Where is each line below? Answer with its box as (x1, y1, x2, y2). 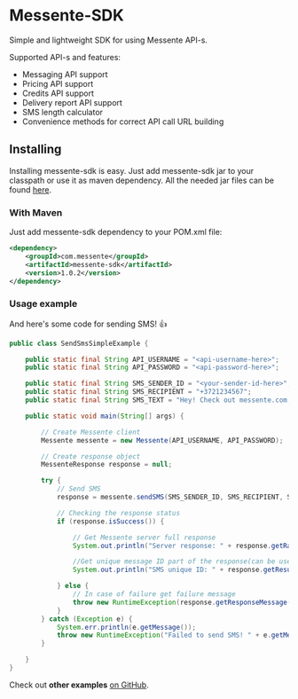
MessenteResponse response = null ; (41, 460, 173, 469)
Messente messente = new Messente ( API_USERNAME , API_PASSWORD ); (41, 436, 284, 444)
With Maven (9, 206, 63, 218)
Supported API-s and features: (9, 51, 122, 62)
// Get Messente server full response (72, 533, 216, 542)
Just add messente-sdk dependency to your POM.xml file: (9, 227, 223, 238)
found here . (9, 184, 51, 195)
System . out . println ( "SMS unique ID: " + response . (72, 565, 264, 575)
